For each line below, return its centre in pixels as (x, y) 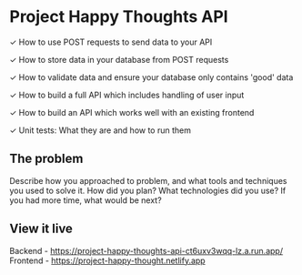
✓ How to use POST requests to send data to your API (111, 42)
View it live (41, 229)
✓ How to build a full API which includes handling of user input (127, 95)
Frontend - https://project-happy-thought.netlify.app (108, 260)
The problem (46, 159)
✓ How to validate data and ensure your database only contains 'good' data (151, 77)
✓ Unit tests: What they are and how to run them (100, 130)
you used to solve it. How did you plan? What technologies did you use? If (148, 190)
